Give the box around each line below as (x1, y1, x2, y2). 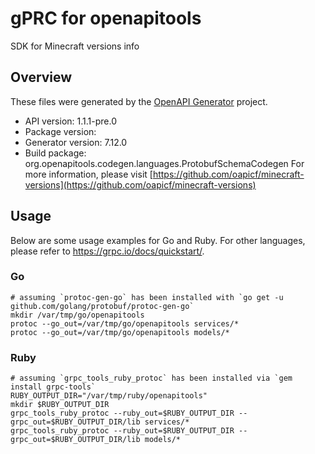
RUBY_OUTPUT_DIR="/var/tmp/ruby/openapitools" (10, 391, 208, 401)
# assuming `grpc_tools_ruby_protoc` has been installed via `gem (10, 373, 293, 384)
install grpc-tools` (10, 382, 97, 392)
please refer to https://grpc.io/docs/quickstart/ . (10, 245, 205, 257)
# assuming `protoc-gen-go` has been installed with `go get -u (10, 292, 284, 302)
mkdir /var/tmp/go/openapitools (10, 310, 145, 320)
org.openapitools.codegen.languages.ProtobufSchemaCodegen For (24, 157, 305, 169)
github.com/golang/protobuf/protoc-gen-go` (10, 301, 195, 311)
